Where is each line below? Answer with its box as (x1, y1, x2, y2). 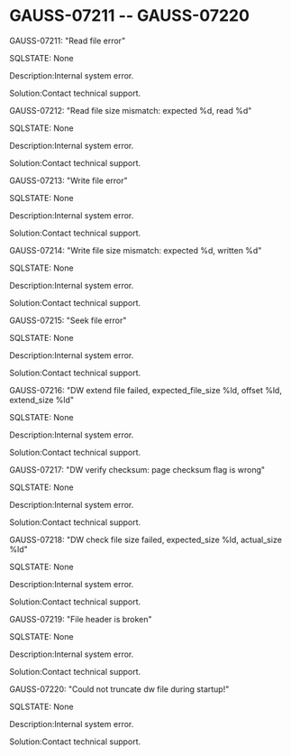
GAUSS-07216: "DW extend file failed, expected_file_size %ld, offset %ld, (9, 384, 282, 395)
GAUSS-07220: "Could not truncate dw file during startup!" (9, 683, 230, 695)
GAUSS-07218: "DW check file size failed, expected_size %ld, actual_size (9, 534, 282, 545)
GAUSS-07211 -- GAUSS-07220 (9, 5, 250, 26)
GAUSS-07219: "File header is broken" (9, 613, 152, 624)
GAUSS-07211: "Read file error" (9, 35, 126, 46)
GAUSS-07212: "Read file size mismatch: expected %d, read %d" (9, 105, 252, 115)
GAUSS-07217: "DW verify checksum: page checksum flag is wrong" (9, 464, 266, 475)
